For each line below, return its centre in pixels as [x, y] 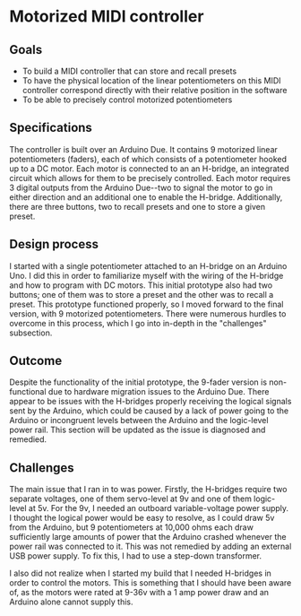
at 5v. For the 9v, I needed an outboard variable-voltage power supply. [159, 508]
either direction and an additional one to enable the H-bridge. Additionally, [146, 197]
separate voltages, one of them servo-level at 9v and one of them [131, 499]
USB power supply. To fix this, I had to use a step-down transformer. [136, 556]
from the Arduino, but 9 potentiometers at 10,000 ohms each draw [131, 527]
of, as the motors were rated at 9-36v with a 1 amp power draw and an [139, 593]
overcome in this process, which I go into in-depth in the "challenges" [138, 323]
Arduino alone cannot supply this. [71, 602]
